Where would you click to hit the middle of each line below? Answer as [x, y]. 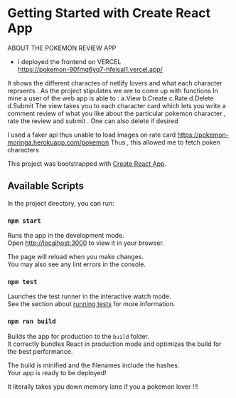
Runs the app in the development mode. [66, 236]
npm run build [32, 321]
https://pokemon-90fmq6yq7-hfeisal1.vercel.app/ [90, 69]
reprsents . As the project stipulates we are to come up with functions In [113, 90]
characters [23, 150]
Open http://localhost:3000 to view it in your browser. [86, 243]
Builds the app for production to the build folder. [79, 336]
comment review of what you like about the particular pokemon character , [117, 113]
